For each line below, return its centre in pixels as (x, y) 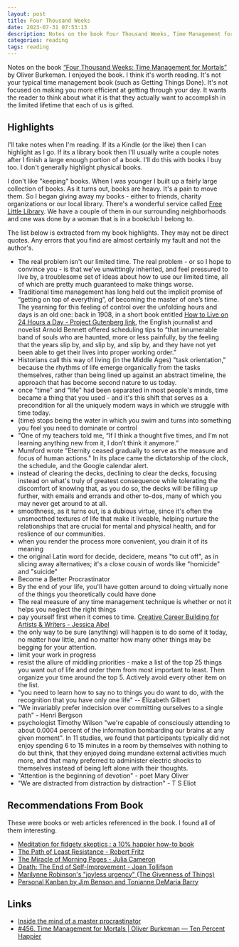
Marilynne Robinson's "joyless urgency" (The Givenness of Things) (116, 874)
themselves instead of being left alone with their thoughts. (103, 768)
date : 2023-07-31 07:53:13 (47, 27)
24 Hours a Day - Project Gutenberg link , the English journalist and (115, 322)
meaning (31, 549)
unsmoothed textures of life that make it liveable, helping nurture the (118, 518)
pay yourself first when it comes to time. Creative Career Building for (118, 617)
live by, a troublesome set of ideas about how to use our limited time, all (123, 276)
